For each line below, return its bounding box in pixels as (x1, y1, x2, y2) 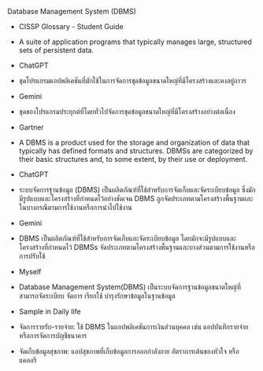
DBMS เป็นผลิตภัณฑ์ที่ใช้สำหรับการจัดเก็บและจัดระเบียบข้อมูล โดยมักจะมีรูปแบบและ (18, 233, 237, 243)
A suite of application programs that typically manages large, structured (18, 37, 253, 46)
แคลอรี (18, 355, 37, 365)
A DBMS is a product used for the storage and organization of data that (18, 138, 250, 147)
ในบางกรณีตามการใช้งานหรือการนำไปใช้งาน (18, 203, 132, 211)
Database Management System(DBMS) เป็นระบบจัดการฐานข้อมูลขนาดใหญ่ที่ (18, 282, 241, 292)
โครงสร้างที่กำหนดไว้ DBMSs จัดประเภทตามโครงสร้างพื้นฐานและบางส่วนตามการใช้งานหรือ (18, 243, 255, 252)
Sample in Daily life (18, 307, 81, 316)
